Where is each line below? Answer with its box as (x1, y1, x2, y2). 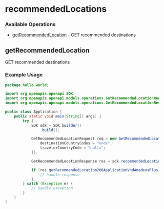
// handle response (40, 172, 80, 177)
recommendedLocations (5, 3, 107, 15)
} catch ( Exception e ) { (22, 181, 73, 186)
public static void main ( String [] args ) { (14, 114, 102, 118)
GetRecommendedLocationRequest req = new (31, 136, 117, 141)
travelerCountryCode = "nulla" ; (40, 145, 106, 150)
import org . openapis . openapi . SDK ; (5, 92, 76, 96)
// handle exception (31, 186, 73, 191)
